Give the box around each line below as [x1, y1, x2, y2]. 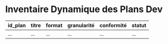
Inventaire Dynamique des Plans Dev [5, 4, 163, 15]
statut [131, 22, 147, 29]
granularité [67, 22, 95, 29]
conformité [99, 22, 127, 29]
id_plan [8, 22, 26, 29]
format [46, 22, 63, 29]
